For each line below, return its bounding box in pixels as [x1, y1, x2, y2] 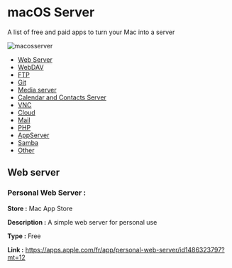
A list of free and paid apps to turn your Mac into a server [7, 28, 175, 36]
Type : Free [7, 232, 41, 240]
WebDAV [17, 63, 44, 71]
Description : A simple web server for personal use [7, 218, 158, 226]
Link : [7, 245, 24, 254]
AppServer [17, 131, 50, 139]
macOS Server [7, 4, 95, 21]
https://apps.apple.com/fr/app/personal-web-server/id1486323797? [25, 245, 225, 254]
